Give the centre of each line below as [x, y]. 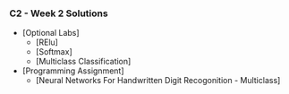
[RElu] [47, 42]
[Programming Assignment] [73, 71]
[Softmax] [54, 52]
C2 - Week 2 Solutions [59, 13]
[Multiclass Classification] [83, 62]
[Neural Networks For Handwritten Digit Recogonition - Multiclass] [158, 81]
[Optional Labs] [51, 33]
